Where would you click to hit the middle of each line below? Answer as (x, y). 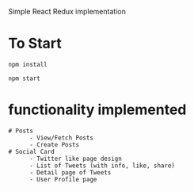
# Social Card (32, 151)
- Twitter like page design (76, 159)
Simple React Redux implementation (67, 11)
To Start (35, 44)
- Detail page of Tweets (70, 172)
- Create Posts (54, 145)
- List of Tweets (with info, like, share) (102, 166)
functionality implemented (97, 110)
